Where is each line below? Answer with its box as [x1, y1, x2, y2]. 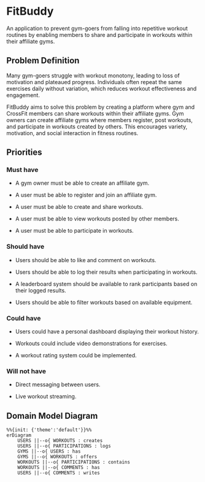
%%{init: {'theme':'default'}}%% [6, 427, 92, 433]
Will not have [6, 367, 46, 375]
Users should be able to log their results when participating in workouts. [15, 268, 198, 276]
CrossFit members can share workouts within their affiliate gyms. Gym [6, 109, 184, 117]
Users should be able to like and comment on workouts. [15, 256, 157, 263]
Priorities [6, 147, 42, 158]
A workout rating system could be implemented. [15, 352, 137, 359]
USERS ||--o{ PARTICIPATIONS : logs [17, 443, 112, 449]
